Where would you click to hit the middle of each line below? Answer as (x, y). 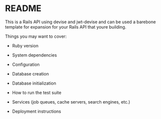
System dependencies (34, 55)
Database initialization (34, 83)
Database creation (31, 74)
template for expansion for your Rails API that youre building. (66, 27)
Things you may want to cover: (36, 36)
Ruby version (25, 45)
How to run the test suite (37, 92)
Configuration (26, 64)
